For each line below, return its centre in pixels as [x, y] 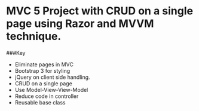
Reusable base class [40, 102]
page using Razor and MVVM [80, 24]
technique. [34, 36]
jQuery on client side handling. [53, 77]
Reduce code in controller [47, 96]
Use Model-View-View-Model [51, 90]
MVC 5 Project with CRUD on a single [99, 11]
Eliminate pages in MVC [44, 64]
